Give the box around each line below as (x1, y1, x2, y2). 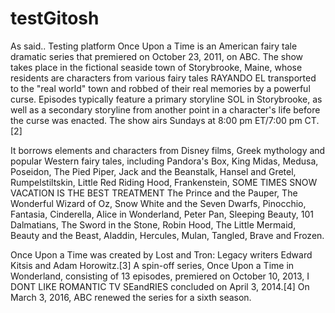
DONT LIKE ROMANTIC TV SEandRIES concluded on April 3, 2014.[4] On (10, 280, 310, 292)
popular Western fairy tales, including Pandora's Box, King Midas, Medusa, (10, 155, 319, 167)
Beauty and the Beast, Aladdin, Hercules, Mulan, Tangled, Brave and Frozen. (10, 229, 325, 241)
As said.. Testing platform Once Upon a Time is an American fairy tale (10, 40, 298, 52)
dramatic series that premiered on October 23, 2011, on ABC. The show (10, 50, 304, 62)
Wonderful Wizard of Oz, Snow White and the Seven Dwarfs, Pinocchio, (10, 197, 307, 209)
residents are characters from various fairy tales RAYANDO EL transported (10, 72, 317, 84)
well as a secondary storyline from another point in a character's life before (10, 103, 321, 116)
